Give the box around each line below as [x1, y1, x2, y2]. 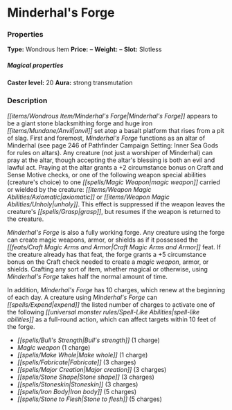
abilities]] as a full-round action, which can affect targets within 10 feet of [7, 315, 217, 323]
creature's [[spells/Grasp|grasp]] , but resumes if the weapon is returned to [7, 207, 221, 215]
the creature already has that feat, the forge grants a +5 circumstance [7, 250, 206, 258]
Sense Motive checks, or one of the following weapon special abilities [7, 170, 206, 179]
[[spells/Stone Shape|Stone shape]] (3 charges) [17, 373, 154, 381]
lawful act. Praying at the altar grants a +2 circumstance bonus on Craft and [7, 163, 224, 171]
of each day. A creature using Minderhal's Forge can [7, 293, 158, 301]
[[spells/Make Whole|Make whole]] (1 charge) [17, 350, 148, 359]
